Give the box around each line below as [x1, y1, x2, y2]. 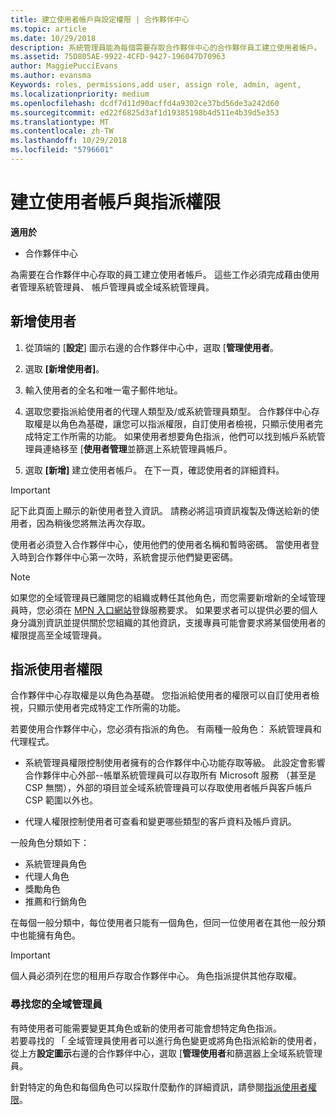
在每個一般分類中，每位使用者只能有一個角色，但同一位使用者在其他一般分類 [10, 917, 326, 929]
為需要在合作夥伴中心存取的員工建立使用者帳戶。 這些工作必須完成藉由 [10, 268, 302, 280]
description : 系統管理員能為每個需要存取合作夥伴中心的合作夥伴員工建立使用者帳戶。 [10, 42, 322, 53]
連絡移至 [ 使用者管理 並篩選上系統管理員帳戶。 [42, 442, 233, 455]
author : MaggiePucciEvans [10, 61, 118, 71]
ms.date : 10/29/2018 [10, 33, 97, 43]
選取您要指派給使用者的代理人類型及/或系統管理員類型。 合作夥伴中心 [24, 405, 312, 417]
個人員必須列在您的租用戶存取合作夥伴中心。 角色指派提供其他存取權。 [10, 970, 302, 982]
